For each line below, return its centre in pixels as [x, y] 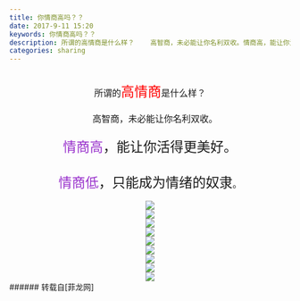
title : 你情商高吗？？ [47, 17]
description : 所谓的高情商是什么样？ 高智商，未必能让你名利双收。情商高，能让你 [150, 42]
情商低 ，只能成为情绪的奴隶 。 [150, 183]
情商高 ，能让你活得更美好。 [150, 147]
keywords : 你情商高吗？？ [53, 34]
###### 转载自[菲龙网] [52, 288]
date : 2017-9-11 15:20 [51, 26]
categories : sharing [48, 51]
